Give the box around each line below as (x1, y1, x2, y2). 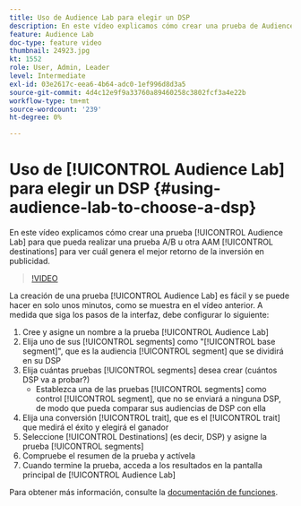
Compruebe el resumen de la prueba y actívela (21, 450, 195, 461)
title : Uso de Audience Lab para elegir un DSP (9, 13, 191, 22)
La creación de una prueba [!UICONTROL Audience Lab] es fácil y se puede (9, 290, 289, 301)
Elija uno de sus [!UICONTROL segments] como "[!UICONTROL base (21, 337, 276, 347)
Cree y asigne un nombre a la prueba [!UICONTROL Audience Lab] (21, 327, 269, 338)
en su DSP (21, 356, 61, 366)
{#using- (153, 178, 221, 199)
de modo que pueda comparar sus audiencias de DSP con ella (35, 403, 266, 414)
